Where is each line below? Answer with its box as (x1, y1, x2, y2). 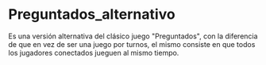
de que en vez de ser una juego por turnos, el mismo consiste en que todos (8, 39, 256, 49)
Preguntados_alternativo (8, 5, 176, 23)
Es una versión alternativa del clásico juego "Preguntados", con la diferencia (8, 31, 258, 41)
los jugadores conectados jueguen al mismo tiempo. (8, 48, 179, 57)
